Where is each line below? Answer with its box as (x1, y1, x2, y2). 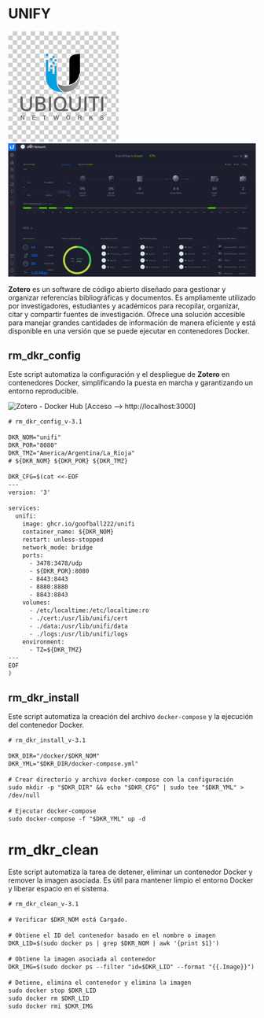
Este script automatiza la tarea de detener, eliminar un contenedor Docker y (8, 867, 253, 877)
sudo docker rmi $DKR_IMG (8, 1002, 93, 1011)
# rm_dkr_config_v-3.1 (8, 418, 82, 426)
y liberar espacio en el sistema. (8, 884, 109, 894)
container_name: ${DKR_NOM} (22, 528, 114, 536)
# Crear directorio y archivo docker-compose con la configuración (8, 776, 234, 784)
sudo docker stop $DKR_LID (8, 987, 97, 995)
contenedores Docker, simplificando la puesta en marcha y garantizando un (8, 378, 254, 388)
